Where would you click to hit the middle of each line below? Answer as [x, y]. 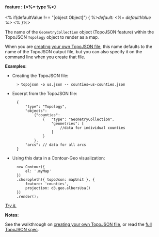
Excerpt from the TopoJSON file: [45, 94]
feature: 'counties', [47, 184]
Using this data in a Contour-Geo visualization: [58, 158]
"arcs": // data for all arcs [56, 145]
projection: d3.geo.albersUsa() [58, 188]
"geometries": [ [68, 124]
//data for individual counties [93, 128]
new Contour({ [31, 167]
